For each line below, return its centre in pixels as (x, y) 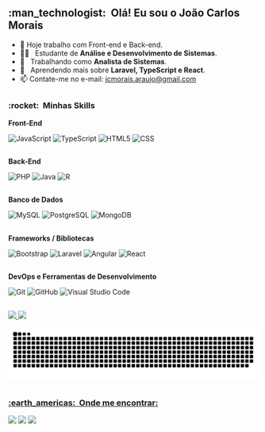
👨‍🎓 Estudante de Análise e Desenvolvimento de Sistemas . (118, 53)
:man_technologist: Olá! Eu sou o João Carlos (124, 13)
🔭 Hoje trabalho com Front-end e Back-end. (91, 44)
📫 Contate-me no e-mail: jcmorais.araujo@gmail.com (108, 79)
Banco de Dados (36, 200)
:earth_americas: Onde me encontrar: (83, 403)
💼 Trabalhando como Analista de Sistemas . (93, 61)
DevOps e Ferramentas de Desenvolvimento (83, 276)
